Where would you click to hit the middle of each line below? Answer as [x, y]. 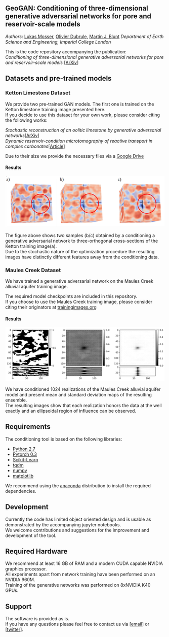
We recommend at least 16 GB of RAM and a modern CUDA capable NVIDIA [84, 563]
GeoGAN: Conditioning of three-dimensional [77, 8]
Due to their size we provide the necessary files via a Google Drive [75, 156]
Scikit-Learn [25, 459]
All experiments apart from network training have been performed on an [80, 574]
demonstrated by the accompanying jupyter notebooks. [63, 524]
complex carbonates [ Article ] [35, 146]
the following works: [26, 120]
